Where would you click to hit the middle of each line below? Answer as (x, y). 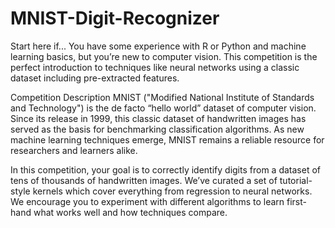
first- (296, 201)
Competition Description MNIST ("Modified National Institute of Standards (162, 97)
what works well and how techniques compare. (130, 212)
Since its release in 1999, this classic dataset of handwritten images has (158, 118)
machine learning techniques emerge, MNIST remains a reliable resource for (167, 139)
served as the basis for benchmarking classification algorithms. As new (157, 129)
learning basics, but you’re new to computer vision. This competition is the (164, 56)
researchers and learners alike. (74, 150)
